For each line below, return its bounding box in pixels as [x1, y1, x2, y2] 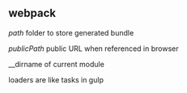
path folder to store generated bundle [8, 27, 134, 37]
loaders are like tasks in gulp [8, 74, 104, 84]
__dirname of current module [8, 59, 105, 69]
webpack [8, 6, 57, 20]
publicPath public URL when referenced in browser [8, 44, 179, 53]
